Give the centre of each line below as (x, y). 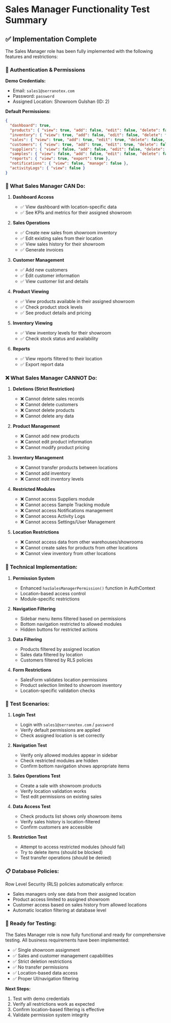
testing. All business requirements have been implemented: (67, 940)
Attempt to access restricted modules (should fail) (73, 847)
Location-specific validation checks (58, 690)
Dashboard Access (33, 197)
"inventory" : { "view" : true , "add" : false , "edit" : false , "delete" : (86, 135)
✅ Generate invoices (42, 250)
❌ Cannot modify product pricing (55, 448)
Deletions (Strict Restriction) (44, 389)
